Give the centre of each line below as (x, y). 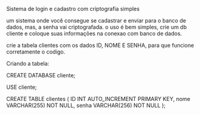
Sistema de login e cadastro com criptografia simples (73, 9)
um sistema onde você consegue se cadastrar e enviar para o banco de (96, 20)
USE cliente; (22, 87)
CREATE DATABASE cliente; (41, 75)
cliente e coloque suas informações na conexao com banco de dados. (94, 33)
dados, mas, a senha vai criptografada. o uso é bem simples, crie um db (97, 27)
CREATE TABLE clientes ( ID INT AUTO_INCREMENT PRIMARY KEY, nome (98, 99)
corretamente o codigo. (36, 52)
